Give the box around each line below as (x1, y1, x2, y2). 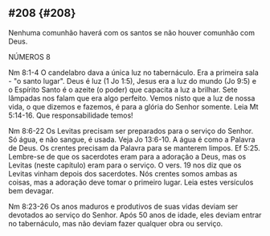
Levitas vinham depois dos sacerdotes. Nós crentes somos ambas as (8, 168, 238, 178)
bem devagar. (8, 185, 54, 196)
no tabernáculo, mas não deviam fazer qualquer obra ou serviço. (8, 218, 223, 228)
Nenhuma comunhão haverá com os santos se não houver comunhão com (8, 27, 256, 37)
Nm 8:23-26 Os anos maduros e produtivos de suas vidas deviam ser (8, 201, 239, 211)
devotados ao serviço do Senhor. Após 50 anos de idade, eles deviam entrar (8, 209, 262, 220)
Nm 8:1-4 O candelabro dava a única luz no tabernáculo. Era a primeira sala (8, 68, 259, 77)
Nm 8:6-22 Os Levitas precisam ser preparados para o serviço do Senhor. (8, 126, 254, 135)
